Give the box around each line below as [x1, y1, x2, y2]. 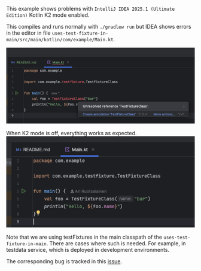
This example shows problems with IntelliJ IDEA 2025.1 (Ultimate [6, 5, 175, 12]
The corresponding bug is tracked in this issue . [6, 257, 123, 265]
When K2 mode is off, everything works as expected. [6, 129, 137, 136]
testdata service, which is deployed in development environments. [6, 246, 170, 253]
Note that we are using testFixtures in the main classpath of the [6, 233, 163, 240]
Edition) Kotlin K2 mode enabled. [6, 11, 90, 19]
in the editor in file [6, 29, 51, 36]
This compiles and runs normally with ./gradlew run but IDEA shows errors [6, 23, 191, 30]
